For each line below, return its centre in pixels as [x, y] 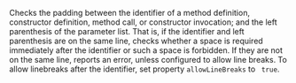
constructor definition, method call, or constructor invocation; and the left [143, 22]
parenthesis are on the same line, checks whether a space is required [136, 41]
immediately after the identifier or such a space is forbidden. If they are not [146, 50]
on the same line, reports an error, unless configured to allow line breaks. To [148, 60]
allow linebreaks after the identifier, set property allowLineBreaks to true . [144, 69]
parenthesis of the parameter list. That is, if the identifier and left [127, 31]
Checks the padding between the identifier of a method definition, [130, 13]
